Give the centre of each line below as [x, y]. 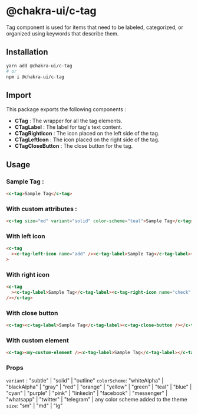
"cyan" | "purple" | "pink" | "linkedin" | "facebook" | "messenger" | [87, 393]
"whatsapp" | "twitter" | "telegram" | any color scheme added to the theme [97, 400]
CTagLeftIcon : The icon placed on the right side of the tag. [87, 140]
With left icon [26, 236]
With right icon [28, 274]
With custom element [37, 340]
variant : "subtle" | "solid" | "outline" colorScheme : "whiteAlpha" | [85, 381]
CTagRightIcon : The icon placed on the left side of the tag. [87, 134]
